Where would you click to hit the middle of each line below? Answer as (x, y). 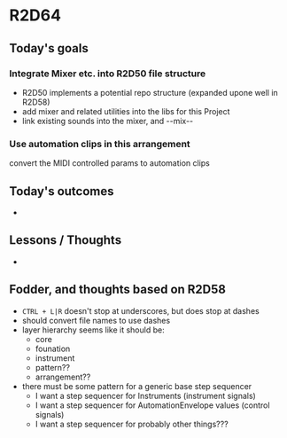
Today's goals (49, 48)
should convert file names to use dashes (96, 320)
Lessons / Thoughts (66, 240)
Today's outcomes (62, 191)
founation (53, 348)
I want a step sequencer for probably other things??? (132, 424)
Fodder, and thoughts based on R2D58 (117, 289)
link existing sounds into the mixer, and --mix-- (108, 121)
